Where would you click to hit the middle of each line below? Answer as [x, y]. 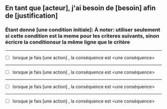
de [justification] [32, 16]
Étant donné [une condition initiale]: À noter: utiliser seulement [83, 30]
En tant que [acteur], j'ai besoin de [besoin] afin [80, 8]
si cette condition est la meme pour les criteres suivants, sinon [82, 36]
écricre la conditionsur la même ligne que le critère [68, 42]
